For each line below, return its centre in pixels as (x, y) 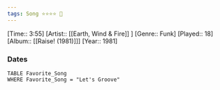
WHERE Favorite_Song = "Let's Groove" (64, 80)
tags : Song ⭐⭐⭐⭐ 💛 (35, 14)
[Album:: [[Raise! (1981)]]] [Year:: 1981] (63, 41)
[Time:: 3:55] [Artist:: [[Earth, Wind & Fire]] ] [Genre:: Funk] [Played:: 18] (110, 33)
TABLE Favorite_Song (37, 73)
